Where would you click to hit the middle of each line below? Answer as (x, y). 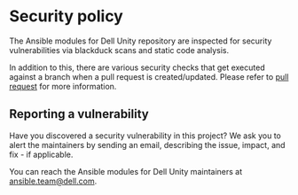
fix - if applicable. (41, 154)
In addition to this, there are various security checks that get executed (137, 67)
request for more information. (63, 86)
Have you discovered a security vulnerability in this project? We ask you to (145, 136)
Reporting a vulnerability (79, 114)
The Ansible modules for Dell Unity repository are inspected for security (141, 41)
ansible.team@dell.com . (53, 181)
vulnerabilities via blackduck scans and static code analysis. (119, 50)
